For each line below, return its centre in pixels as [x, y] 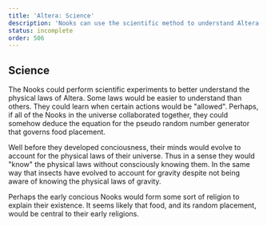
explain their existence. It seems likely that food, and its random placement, [133, 205]
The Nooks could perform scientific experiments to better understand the [129, 89]
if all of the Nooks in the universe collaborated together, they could [118, 115]
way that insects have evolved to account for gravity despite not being [124, 173]
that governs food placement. [57, 132]
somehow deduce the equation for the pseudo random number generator [129, 124]
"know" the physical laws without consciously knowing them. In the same [129, 165]
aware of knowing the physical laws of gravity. [85, 181]
